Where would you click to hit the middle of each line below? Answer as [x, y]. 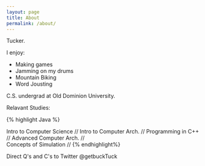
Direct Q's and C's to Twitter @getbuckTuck [62, 156]
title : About [23, 18]
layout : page [23, 12]
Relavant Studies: [28, 108]
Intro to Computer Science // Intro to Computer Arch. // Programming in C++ [103, 132]
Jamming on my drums [44, 71]
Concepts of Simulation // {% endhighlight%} [64, 145]
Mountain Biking [36, 78]
